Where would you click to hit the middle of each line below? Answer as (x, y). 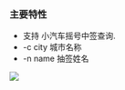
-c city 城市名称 (52, 47)
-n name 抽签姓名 (56, 59)
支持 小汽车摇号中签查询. (69, 36)
